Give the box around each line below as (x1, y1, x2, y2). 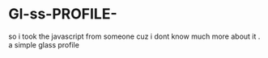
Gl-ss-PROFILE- (8, 5, 117, 23)
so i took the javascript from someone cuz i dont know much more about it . (8, 31, 261, 41)
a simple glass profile (8, 39, 79, 49)
